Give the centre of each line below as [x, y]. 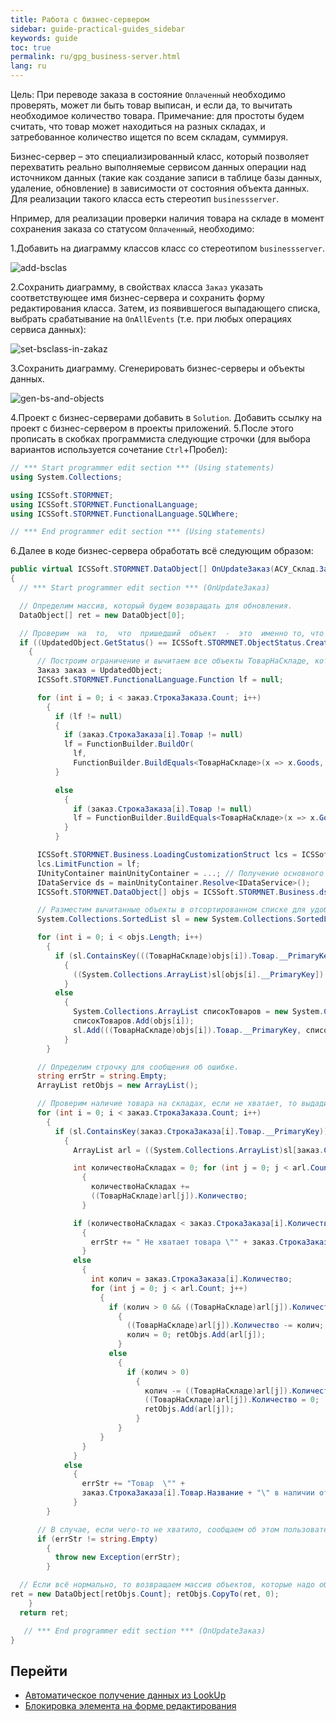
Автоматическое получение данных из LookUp [125, 1695]
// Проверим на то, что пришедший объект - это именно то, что [172, 633]
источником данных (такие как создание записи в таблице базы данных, [166, 177]
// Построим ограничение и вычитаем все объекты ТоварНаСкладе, [173, 661]
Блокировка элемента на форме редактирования [130, 1706]
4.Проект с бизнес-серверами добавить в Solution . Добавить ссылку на [166, 417]
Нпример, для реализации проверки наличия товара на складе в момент [167, 218]
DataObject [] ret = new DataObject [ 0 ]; [102, 615]
